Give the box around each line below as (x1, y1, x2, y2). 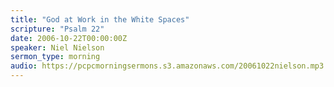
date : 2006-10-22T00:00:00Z (10, 33, 128, 43)
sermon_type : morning (10, 52, 101, 62)
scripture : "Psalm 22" (10, 24, 105, 34)
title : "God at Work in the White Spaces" (10, 14, 190, 25)
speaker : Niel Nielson (10, 42, 105, 53)
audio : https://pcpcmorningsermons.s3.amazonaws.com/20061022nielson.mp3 (10, 61, 325, 71)
